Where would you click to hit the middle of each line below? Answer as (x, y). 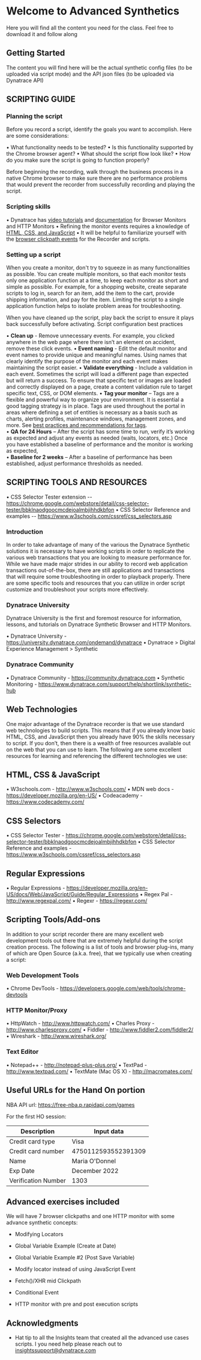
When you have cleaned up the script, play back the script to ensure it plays (100, 318)
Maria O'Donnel (94, 1161)
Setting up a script (34, 254)
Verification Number (37, 1180)
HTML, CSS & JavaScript (53, 774)
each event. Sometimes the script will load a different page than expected (97, 374)
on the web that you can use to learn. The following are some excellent (94, 749)
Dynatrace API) (25, 80)
